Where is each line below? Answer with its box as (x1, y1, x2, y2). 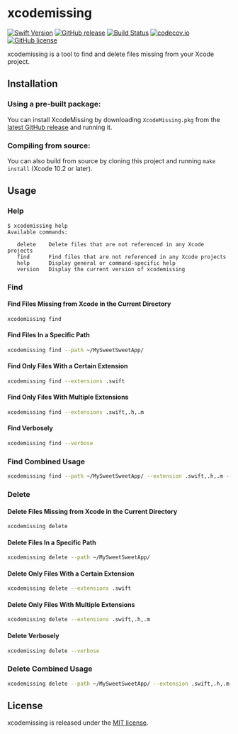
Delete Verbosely (7, 631, 60, 640)
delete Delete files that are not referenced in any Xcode (16, 241, 204, 248)
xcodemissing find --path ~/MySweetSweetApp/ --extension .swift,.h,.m (7, 473, 223, 480)
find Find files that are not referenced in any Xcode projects (16, 253, 227, 261)
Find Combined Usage (7, 456, 86, 466)
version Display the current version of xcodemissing (16, 265, 186, 273)
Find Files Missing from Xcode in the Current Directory (7, 300, 171, 308)
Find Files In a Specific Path (7, 331, 90, 339)
